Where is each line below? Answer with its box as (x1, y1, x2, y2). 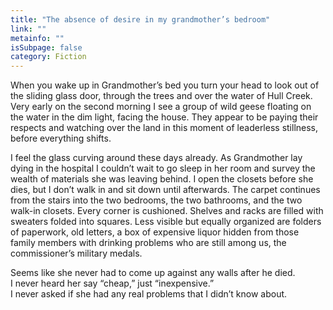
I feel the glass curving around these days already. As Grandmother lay (10, 152, 303, 164)
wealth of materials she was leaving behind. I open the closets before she (10, 173, 314, 185)
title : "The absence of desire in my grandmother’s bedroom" (10, 14, 271, 25)
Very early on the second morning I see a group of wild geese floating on (10, 101, 312, 113)
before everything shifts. (10, 132, 112, 145)
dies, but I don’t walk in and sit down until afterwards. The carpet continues (10, 184, 321, 196)
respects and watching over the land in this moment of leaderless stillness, (10, 122, 319, 134)
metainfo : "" (10, 33, 65, 43)
